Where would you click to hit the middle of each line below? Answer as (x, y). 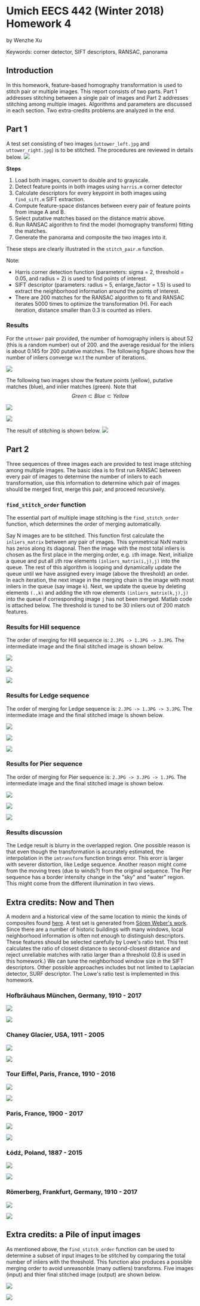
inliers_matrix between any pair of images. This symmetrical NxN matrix (97, 542)
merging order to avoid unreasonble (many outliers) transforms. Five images (100, 1268)
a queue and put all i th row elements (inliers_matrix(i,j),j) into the (93, 561)
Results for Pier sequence (44, 764)
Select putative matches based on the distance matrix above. (90, 218)
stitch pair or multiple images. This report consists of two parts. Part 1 (92, 91)
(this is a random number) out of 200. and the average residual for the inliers (100, 345)
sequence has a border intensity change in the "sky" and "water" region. (96, 877)
